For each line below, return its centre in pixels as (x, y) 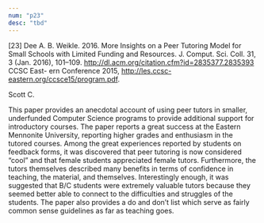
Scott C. (21, 94)
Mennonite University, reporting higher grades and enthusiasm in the (121, 134)
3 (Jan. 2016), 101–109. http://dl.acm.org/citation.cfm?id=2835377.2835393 (131, 62)
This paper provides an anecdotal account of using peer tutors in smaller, (128, 110)
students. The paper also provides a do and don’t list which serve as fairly (129, 202)
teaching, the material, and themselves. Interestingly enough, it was (119, 177)
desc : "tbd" (28, 23)
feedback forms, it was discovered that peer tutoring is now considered (125, 152)
